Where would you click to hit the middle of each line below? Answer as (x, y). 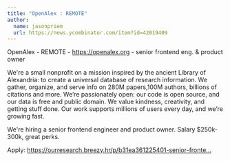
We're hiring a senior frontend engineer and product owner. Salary (101, 129)
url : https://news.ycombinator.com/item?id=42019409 (91, 33)
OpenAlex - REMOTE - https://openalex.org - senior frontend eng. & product (115, 52)
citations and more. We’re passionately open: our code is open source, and (114, 95)
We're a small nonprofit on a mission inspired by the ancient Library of (107, 73)
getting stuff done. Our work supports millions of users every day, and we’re (115, 109)
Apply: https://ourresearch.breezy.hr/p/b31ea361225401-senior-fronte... (109, 150)
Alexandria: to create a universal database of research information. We (107, 80)
